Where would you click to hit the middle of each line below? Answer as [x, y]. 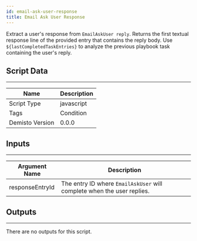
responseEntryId [32, 188]
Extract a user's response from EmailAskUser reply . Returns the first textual [97, 34]
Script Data [27, 71]
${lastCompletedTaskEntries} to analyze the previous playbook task [88, 46]
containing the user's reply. [39, 52]
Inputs [18, 144]
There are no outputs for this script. [49, 231]
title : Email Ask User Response [45, 17]
